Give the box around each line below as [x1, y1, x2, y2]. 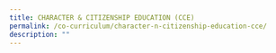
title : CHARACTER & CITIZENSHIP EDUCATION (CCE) [9, 13, 195, 22]
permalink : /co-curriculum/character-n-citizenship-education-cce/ [9, 22, 268, 31]
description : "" [9, 30, 70, 39]
